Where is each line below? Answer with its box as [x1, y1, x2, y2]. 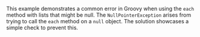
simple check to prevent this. [6, 24, 79, 31]
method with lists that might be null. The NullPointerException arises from [6, 11, 192, 18]
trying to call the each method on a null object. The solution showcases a [6, 18, 189, 24]
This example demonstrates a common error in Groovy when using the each [6, 5, 195, 12]
